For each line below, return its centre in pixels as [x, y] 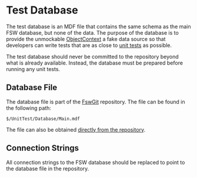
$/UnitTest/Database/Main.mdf [43, 119]
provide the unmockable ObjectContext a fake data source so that [86, 39]
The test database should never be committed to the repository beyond [93, 56]
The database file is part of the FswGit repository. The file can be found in [96, 102]
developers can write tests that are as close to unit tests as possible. [89, 45]
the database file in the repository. [48, 169]
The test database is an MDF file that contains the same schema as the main [98, 26]
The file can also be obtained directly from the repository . [76, 129]
